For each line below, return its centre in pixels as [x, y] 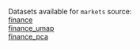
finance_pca [28, 36]
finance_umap [31, 28]
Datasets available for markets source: [70, 11]
